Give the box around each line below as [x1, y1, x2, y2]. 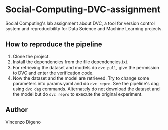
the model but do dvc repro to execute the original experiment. [12, 91, 143, 97]
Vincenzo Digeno [5, 119, 41, 125]
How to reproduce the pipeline [5, 40, 102, 49]
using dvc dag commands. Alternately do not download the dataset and [12, 86, 160, 92]
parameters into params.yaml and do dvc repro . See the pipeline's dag [12, 80, 159, 86]
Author [5, 106, 28, 114]
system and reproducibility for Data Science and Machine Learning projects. [5, 25, 163, 31]
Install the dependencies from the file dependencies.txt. [12, 59, 129, 65]
